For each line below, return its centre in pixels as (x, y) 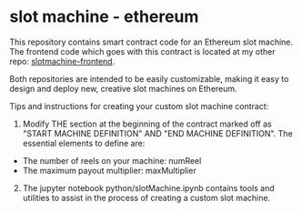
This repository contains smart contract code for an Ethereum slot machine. (151, 42)
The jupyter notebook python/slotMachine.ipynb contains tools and (148, 187)
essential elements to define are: (84, 143)
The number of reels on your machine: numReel (112, 160)
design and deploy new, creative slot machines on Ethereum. (124, 88)
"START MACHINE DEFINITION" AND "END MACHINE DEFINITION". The (157, 133)
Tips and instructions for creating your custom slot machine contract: (139, 106)
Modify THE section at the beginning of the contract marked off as (147, 124)
